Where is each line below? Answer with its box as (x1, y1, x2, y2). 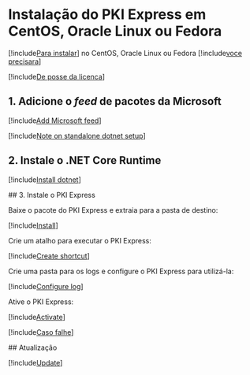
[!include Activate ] (8, 312, 65, 321)
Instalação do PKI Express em (8, 6, 207, 24)
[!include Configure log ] (8, 281, 84, 291)
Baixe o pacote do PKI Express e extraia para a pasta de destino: (8, 205, 218, 214)
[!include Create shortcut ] (8, 251, 91, 261)
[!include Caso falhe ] (8, 327, 74, 336)
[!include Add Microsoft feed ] (8, 116, 102, 125)
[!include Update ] (8, 358, 63, 367)
